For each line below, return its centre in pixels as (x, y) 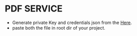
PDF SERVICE (34, 9)
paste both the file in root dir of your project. (59, 27)
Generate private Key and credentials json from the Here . (72, 22)
